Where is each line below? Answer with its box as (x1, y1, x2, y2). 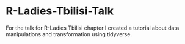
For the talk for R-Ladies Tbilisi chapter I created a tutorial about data (5, 24, 180, 31)
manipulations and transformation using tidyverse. (5, 30, 132, 37)
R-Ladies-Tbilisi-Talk (5, 4, 114, 18)
